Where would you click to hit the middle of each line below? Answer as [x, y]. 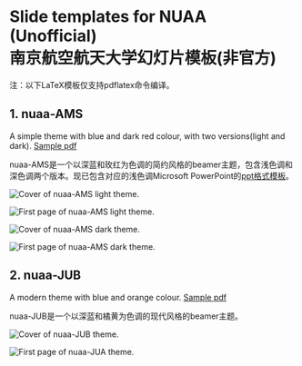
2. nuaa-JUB [45, 276]
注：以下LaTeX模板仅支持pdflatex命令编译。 [92, 84]
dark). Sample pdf [43, 145]
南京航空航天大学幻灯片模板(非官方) [143, 59]
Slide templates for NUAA [108, 17]
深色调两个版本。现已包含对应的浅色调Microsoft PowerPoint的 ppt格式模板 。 [151, 175]
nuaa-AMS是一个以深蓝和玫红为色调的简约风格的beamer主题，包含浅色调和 [151, 164]
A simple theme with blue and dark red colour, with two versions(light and [147, 136]
